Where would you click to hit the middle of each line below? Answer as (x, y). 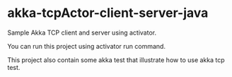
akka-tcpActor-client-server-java (108, 13)
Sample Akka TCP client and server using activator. (82, 32)
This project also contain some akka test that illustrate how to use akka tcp (116, 60)
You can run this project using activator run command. (87, 46)
